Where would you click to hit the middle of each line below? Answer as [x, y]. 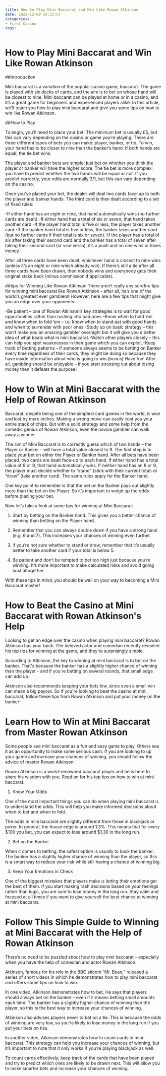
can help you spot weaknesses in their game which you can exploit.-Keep [81, 343]
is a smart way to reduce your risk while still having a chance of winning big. [83, 862]
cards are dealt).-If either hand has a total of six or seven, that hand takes [80, 219]
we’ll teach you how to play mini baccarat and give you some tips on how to [82, 108]
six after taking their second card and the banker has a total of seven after [81, 240]
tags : [11, 28]
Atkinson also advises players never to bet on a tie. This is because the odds [83, 1017]
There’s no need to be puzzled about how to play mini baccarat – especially [82, 957]
